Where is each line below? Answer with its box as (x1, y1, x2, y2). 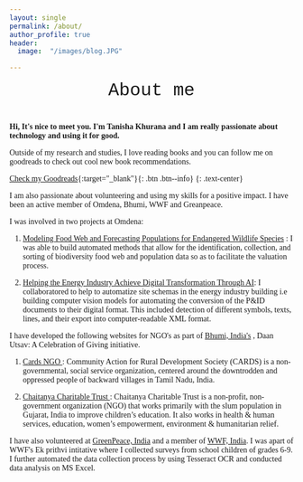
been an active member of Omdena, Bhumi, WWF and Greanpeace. (9, 200, 224, 209)
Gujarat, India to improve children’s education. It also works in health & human (22, 410, 275, 420)
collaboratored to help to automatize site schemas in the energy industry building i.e (22, 287, 288, 297)
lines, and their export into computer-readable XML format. (22, 314, 212, 324)
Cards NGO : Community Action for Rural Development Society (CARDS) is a (22, 356, 275, 366)
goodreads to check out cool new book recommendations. (9, 156, 191, 166)
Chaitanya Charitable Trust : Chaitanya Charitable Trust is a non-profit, (22, 392, 248, 402)
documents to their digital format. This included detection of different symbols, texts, (22, 305, 291, 315)
